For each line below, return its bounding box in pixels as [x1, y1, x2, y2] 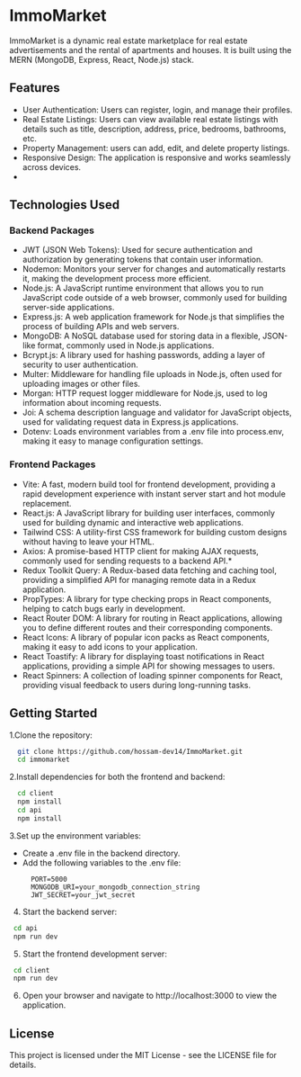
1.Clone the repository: [9, 730, 93, 740]
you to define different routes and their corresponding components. [22, 622, 273, 633]
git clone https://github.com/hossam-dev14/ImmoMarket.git [17, 747, 243, 756]
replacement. [22, 498, 72, 508]
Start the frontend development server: [22, 948, 168, 959]
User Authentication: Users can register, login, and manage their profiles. [22, 104, 293, 115]
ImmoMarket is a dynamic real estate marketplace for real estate [9, 35, 248, 46]
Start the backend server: [22, 906, 118, 917]
